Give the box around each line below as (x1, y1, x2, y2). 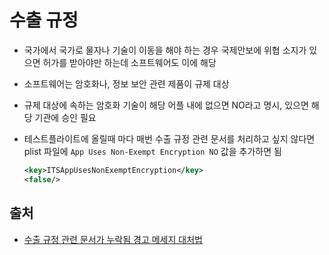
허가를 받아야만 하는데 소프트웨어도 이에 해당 (42, 56, 217, 68)
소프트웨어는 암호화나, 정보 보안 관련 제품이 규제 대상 (23, 77, 230, 90)
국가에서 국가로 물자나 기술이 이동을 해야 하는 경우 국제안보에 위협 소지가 (23, 44, 307, 56)
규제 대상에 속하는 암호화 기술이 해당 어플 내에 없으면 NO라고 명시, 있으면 (23, 99, 309, 111)
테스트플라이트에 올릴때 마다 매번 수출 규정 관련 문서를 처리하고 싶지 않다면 (23, 132, 316, 145)
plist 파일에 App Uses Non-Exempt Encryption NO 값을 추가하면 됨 (23, 145, 282, 157)
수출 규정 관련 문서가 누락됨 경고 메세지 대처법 (23, 233, 203, 245)
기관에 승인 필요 (34, 111, 97, 123)
